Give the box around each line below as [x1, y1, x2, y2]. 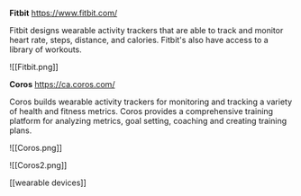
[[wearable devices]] [9, 177, 87, 188]
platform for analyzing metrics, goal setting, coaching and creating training [9, 116, 287, 126]
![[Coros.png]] [9, 143, 63, 153]
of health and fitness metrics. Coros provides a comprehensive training [9, 106, 273, 116]
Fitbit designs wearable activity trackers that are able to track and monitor [9, 25, 284, 35]
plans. [9, 125, 32, 136]
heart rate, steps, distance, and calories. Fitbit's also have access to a [9, 35, 269, 45]
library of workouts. [9, 44, 83, 55]
